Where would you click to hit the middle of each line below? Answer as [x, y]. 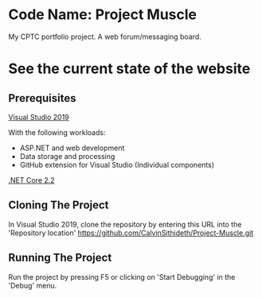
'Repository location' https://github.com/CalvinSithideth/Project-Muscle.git [131, 233]
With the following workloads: [57, 132]
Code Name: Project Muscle [103, 15]
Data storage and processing [67, 156]
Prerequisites [42, 98]
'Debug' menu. [33, 285]
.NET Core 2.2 [31, 180]
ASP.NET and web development [72, 148]
